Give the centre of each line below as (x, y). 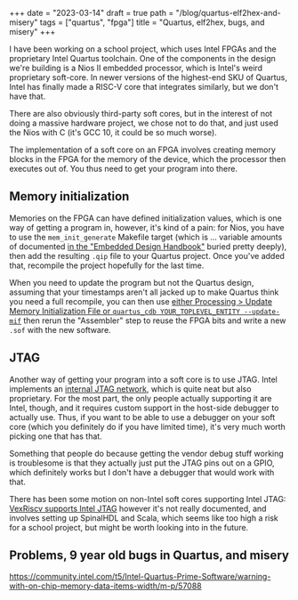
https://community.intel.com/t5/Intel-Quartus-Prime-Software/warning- (140, 577)
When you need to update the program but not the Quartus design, (132, 282)
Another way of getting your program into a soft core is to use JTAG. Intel (143, 379)
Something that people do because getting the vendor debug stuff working (147, 453)
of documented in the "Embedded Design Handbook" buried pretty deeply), (148, 246)
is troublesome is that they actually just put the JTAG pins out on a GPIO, (142, 463)
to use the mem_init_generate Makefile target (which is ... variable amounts (146, 237)
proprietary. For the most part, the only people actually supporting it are (141, 398)
